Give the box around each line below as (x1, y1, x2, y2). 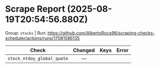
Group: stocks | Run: (5, 30, 47, 36)
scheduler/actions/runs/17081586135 (5, 35, 80, 41)
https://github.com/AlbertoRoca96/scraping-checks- (47, 30, 155, 36)
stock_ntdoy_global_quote (7, 55, 68, 61)
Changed (73, 46, 95, 53)
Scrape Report (5, 3, 65, 15)
